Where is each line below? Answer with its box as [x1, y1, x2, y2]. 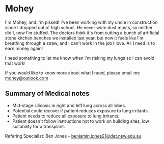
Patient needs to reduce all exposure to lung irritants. [12, 113, 120, 119]
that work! [5, 60, 26, 66]
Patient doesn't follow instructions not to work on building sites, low [12, 118, 150, 124]
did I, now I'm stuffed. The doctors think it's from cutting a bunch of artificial [5, 30, 160, 36]
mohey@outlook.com [5, 75, 49, 81]
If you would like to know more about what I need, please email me [5, 70, 140, 75]
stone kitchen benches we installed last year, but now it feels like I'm [5, 35, 144, 41]
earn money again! [5, 45, 43, 51]
